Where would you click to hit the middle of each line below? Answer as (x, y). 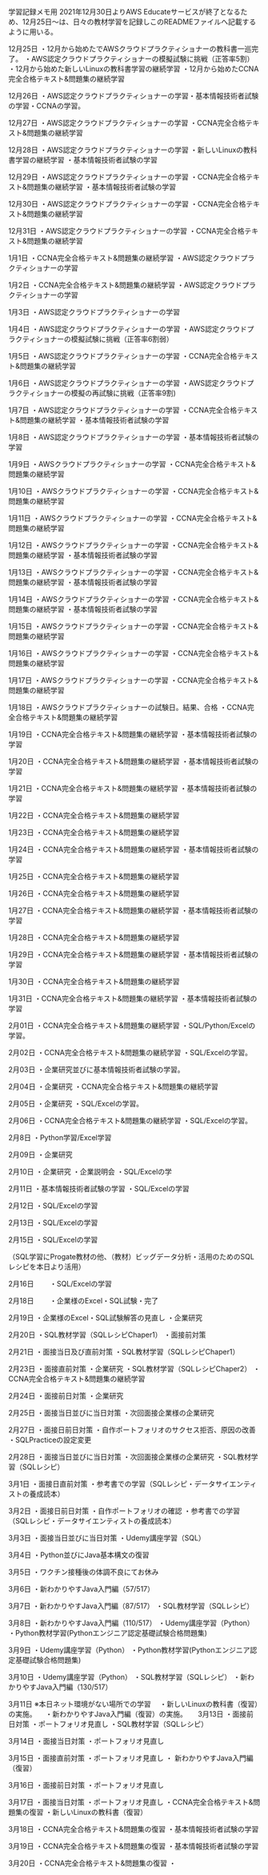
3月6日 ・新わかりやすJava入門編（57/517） (81, 1589)
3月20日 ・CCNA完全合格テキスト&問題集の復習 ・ (92, 1863)
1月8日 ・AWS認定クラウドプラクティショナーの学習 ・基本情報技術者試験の (134, 437)
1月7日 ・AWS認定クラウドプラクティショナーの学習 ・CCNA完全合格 (123, 410)
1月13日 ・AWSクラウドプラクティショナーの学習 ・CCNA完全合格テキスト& (133, 572)
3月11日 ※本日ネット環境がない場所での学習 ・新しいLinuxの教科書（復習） (133, 1704)
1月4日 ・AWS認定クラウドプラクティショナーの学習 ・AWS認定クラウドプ (131, 329)
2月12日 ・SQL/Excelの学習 (53, 1206)
